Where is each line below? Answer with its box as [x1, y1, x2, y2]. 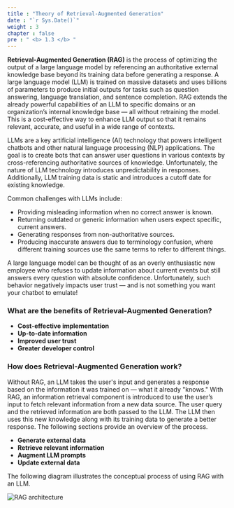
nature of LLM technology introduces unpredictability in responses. [7, 166, 201, 174]
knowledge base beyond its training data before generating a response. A [7, 71, 219, 79]
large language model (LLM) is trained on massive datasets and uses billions [7, 78, 227, 86]
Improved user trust [17, 337, 77, 345]
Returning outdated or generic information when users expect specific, [17, 215, 222, 224]
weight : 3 [7, 23, 39, 30]
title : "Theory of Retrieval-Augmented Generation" [7, 10, 164, 18]
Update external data [17, 458, 80, 467]
